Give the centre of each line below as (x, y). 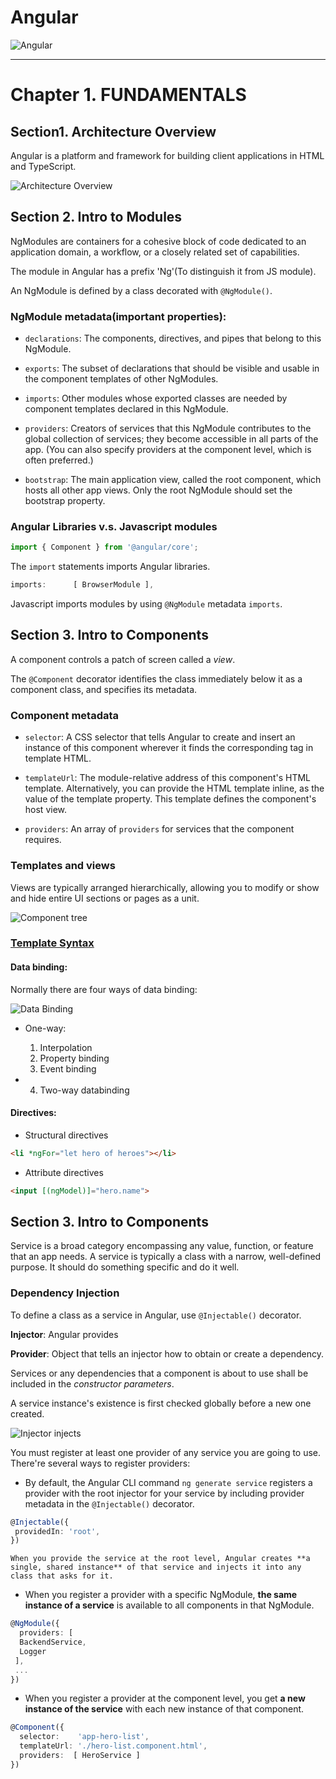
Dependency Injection (65, 1293)
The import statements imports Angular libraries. (110, 567)
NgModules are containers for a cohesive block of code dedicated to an (158, 241)
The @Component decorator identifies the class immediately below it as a (156, 678)
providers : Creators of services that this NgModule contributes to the (168, 428)
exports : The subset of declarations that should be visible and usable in (172, 368)
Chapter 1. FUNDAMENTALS (128, 95)
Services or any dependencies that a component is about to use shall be (159, 1373)
